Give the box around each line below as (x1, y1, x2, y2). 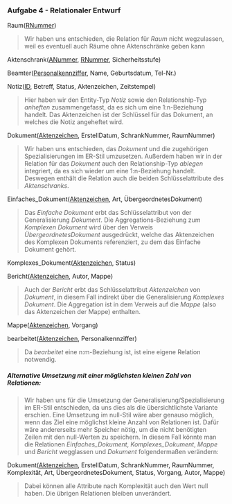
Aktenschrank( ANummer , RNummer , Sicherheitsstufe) (7, 55, 161, 64)
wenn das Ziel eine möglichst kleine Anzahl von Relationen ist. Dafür (24, 418, 220, 426)
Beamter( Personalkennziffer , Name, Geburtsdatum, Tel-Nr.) (7, 69, 177, 78)
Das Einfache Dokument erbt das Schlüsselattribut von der (24, 209, 192, 217)
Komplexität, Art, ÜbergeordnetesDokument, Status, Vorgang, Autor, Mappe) (7, 469, 226, 477)
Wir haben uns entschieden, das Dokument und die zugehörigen (24, 145, 208, 153)
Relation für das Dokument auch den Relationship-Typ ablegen (24, 159, 203, 168)
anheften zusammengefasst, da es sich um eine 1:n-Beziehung (24, 103, 204, 112)
